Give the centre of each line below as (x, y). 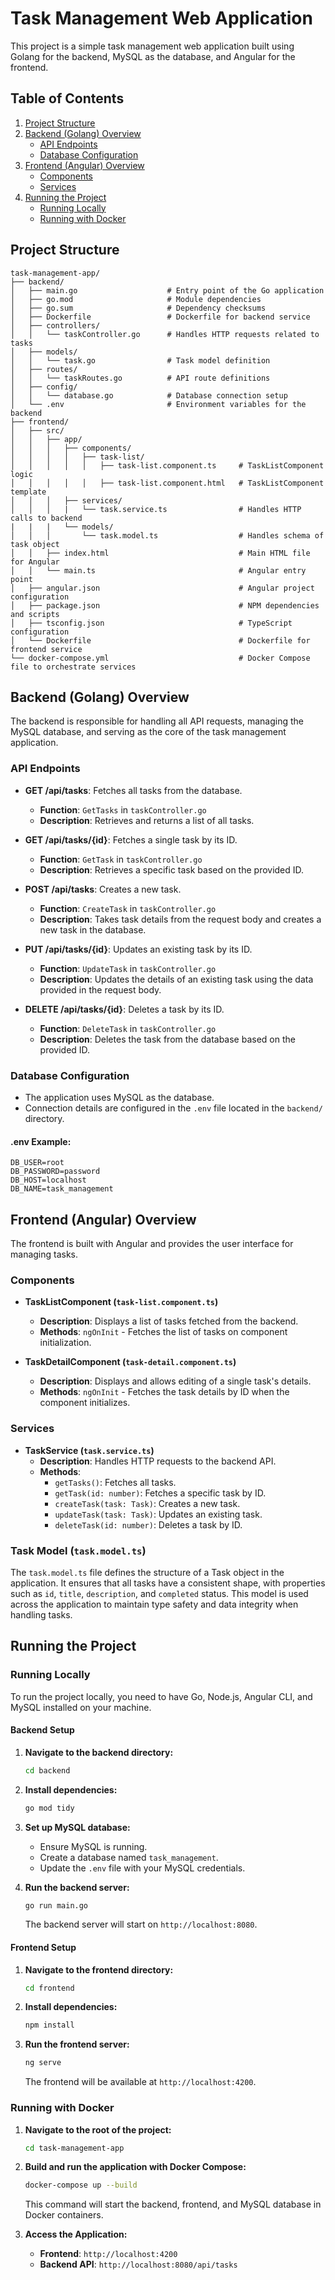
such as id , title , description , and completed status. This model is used (159, 1593)
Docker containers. (64, 2215)
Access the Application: (76, 2234)
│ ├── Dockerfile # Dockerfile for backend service (160, 317)
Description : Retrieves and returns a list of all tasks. (147, 820)
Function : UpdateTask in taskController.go (128, 968)
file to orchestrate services (73, 667)
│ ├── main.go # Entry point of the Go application (167, 290)
